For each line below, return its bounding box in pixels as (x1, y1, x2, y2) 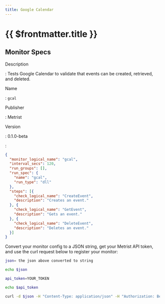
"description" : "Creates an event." (14, 198, 89, 203)
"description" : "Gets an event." (14, 212, 82, 217)
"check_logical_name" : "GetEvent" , (14, 207, 87, 212)
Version (5, 124, 21, 130)
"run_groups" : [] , (9, 166, 48, 171)
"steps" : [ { (9, 189, 34, 194)
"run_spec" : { (9, 170, 38, 175)
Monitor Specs (5, 48, 51, 57)
